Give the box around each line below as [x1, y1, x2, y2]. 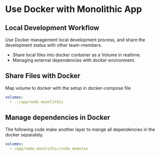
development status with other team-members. [5, 42, 102, 48]
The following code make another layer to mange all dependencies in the [5, 126, 155, 132]
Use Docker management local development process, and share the [5, 37, 145, 43]
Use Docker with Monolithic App [5, 4, 142, 15]
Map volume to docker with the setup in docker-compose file [5, 85, 131, 91]
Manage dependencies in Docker [5, 113, 110, 121]
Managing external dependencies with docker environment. [12, 57, 136, 63]
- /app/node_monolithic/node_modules [9, 146, 88, 151]
